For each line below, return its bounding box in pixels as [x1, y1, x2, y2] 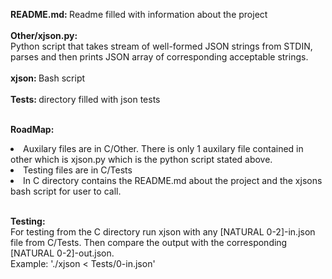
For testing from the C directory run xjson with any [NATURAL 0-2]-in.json [10, 226, 316, 238]
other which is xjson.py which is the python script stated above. [10, 154, 273, 165]
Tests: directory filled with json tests [10, 94, 161, 105]
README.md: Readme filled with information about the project [10, 9, 268, 20]
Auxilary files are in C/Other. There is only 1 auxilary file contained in [23, 143, 304, 154]
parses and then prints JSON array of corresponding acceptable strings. [10, 51, 309, 63]
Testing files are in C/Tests [23, 164, 133, 176]
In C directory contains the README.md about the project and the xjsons [23, 175, 323, 186]
